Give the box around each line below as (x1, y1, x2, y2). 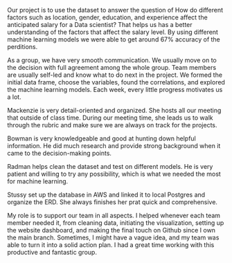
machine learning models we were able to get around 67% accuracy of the (7, 35, 220, 44)
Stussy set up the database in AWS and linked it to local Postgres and (7, 190, 206, 199)
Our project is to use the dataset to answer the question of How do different (7, 6, 224, 14)
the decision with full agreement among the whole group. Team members (7, 64, 217, 71)
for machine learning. (7, 177, 69, 185)
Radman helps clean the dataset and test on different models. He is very (7, 163, 213, 170)
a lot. (7, 93, 22, 101)
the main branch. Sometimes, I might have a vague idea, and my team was (7, 233, 220, 242)
